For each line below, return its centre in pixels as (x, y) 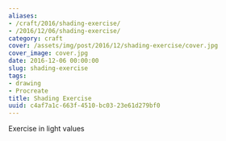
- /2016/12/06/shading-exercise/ (65, 31)
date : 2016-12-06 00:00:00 (54, 61)
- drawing (25, 83)
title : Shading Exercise (50, 98)
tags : (17, 76)
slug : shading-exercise (48, 68)
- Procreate (28, 91)
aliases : (23, 16)
